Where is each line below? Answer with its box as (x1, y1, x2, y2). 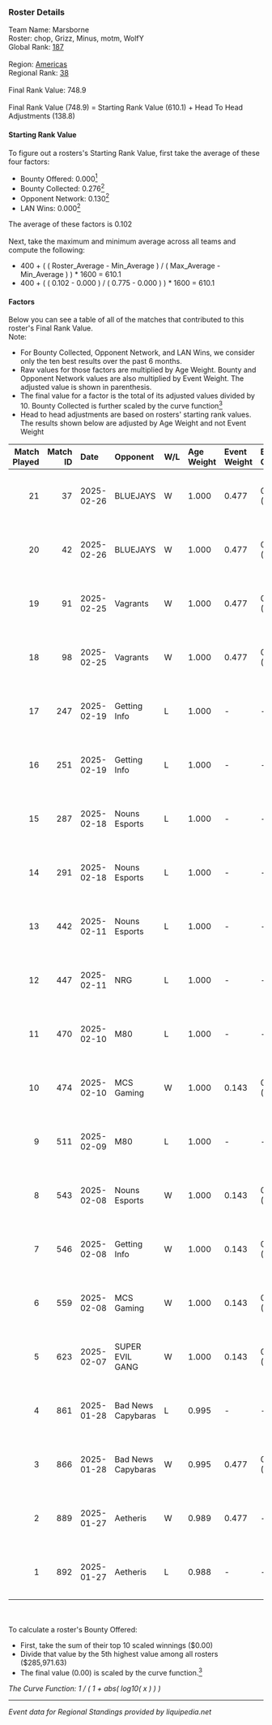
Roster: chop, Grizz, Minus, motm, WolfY (8, 33, 144, 43)
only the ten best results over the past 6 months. (19, 357, 182, 366)
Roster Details (8, 6, 66, 18)
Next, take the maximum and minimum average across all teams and (8, 236, 236, 246)
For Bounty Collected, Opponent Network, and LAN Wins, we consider (19, 348, 255, 357)
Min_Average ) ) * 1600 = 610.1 (19, 270, 121, 279)
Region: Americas (8, 59, 67, 69)
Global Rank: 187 (8, 42, 65, 52)
